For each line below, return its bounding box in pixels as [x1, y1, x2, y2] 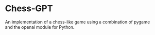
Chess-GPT [5, 3, 53, 14]
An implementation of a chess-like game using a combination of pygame [5, 19, 150, 25]
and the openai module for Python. [5, 24, 75, 30]
